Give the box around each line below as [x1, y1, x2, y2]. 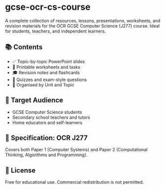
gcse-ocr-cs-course [5, 1, 91, 13]
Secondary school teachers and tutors [12, 114, 90, 120]
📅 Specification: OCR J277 [5, 134, 88, 142]
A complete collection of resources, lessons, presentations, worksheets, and [5, 18, 161, 24]
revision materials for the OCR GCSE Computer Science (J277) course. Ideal [5, 23, 160, 28]
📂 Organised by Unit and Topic [12, 81, 75, 87]
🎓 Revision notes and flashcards [12, 69, 80, 75]
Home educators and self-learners [12, 119, 83, 125]
